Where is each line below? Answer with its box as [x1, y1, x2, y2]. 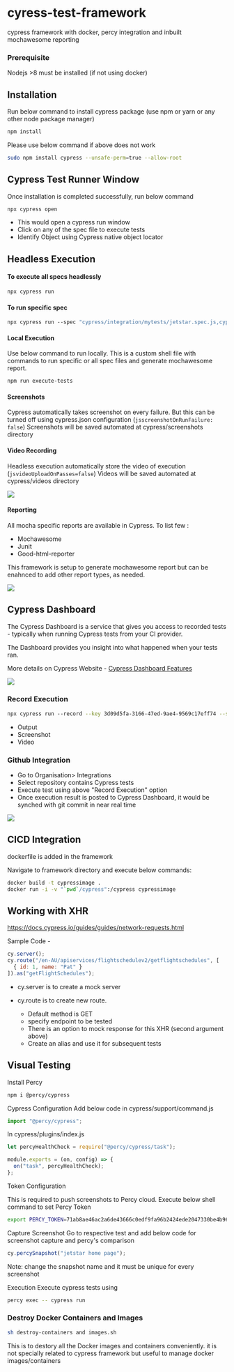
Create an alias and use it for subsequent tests [27, 1039, 162, 1047]
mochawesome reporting [7, 35, 79, 43]
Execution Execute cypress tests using [7, 1283, 118, 1291]
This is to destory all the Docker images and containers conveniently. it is [7, 1341, 217, 1350]
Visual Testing [7, 1060, 71, 1072]
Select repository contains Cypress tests [17, 779, 134, 786]
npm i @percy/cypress [7, 1091, 70, 1099]
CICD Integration [7, 834, 81, 846]
